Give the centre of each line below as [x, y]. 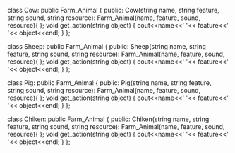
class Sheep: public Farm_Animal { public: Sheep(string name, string [107, 46]
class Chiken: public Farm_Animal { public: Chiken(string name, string [108, 119]
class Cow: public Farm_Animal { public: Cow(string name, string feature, [114, 10]
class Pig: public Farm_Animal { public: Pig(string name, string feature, [109, 83]
